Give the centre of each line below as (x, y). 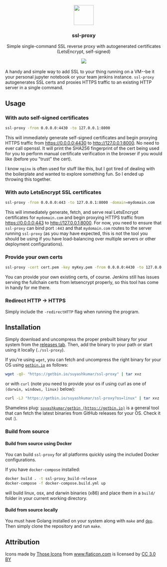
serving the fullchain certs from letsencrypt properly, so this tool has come (82, 282)
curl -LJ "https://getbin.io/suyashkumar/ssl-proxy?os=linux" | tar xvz (82, 398)
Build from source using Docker (39, 443)
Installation (23, 327)
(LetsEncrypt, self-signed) (84, 52)
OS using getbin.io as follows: (37, 365)
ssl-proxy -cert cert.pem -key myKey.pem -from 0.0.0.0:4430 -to (74, 267)
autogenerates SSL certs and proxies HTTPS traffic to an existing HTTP (79, 82)
